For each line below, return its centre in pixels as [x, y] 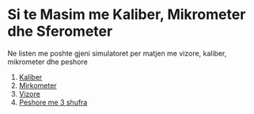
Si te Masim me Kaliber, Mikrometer [127, 15]
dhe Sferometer [60, 31]
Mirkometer [38, 85]
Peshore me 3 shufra [53, 102]
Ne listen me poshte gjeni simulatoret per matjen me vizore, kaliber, [117, 53]
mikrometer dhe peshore [47, 62]
